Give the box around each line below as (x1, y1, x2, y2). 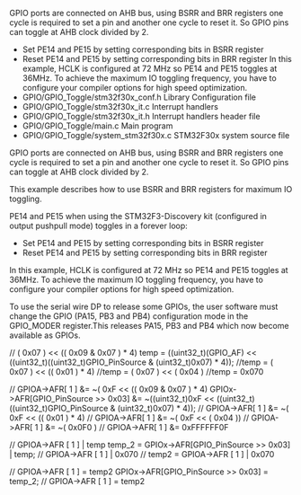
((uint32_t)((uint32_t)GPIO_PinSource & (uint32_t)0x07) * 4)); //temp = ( (9, 357, 274, 367)
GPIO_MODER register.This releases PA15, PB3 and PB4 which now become (9, 321, 289, 331)
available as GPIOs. (9, 330, 81, 340)
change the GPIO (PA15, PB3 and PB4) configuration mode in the (9, 311, 249, 322)
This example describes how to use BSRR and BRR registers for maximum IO (9, 184, 293, 194)
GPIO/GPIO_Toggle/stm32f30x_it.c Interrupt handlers (22, 102, 218, 111)
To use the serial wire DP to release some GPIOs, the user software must (9, 301, 279, 312)
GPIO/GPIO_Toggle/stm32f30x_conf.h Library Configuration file (22, 92, 257, 102)
